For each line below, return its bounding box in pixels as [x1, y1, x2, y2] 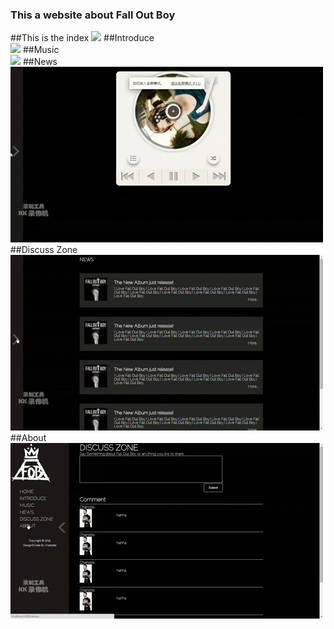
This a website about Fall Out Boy [10, 8, 176, 22]
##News [22, 56, 58, 68]
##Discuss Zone [10, 244, 78, 256]
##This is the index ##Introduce [10, 32, 155, 44]
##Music [22, 44, 60, 56]
